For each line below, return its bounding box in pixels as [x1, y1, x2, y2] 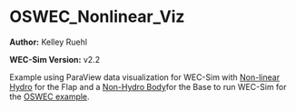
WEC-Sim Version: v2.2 [9, 54, 101, 65]
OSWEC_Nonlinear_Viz [9, 6, 185, 27]
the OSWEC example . [9, 91, 90, 102]
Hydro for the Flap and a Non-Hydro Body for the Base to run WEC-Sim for [9, 81, 288, 92]
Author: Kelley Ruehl [9, 36, 88, 47]
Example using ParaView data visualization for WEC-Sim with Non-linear [9, 71, 280, 83]
